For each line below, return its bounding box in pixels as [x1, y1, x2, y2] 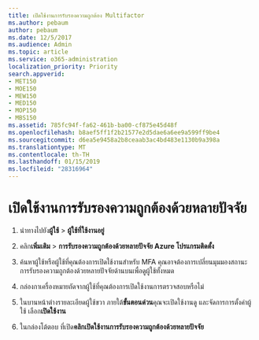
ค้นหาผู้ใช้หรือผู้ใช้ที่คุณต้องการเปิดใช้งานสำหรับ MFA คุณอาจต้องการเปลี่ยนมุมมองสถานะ [19, 257, 248, 266]
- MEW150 [8, 92, 37, 100]
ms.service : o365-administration [8, 56, 118, 64]
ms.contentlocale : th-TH [8, 150, 90, 158]
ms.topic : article [8, 48, 68, 56]
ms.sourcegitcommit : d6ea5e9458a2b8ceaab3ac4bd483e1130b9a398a [8, 135, 220, 144]
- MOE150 [8, 84, 37, 93]
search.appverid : [8, 70, 65, 78]
